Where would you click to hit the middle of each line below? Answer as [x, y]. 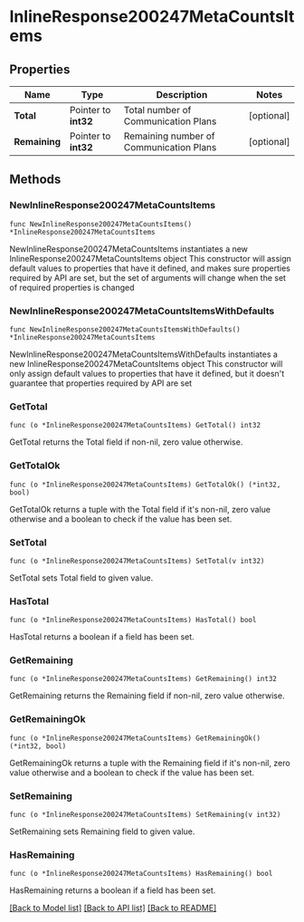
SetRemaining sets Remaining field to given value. [102, 831]
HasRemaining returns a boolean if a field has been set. [113, 890]
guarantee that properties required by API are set [101, 383]
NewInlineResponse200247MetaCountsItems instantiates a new [129, 249]
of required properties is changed [72, 287]
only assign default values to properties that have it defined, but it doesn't [147, 373]
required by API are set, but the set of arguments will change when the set [148, 277]
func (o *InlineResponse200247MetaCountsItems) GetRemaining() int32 [143, 679]
